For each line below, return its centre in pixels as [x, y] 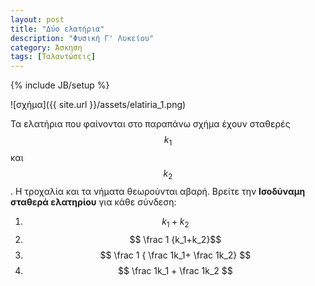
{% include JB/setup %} [60, 85]
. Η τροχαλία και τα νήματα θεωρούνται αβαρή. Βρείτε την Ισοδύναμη [158, 191]
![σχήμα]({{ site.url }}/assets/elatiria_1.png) [98, 105]
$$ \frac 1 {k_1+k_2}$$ [175, 239]
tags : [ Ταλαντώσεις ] [53, 57]
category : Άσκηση [46, 47]
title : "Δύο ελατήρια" [57, 29]
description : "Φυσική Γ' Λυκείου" [82, 38]
